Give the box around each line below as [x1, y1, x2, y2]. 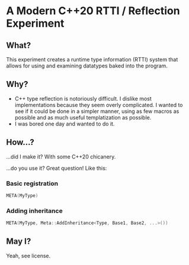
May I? [6, 237, 31, 247]
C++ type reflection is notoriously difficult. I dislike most [14, 95, 152, 102]
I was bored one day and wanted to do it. [14, 120, 115, 127]
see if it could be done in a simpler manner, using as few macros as [14, 108, 180, 115]
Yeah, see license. [6, 252, 51, 259]
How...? [6, 137, 34, 147]
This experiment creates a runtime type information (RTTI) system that [6, 56, 178, 63]
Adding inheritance [6, 206, 63, 215]
